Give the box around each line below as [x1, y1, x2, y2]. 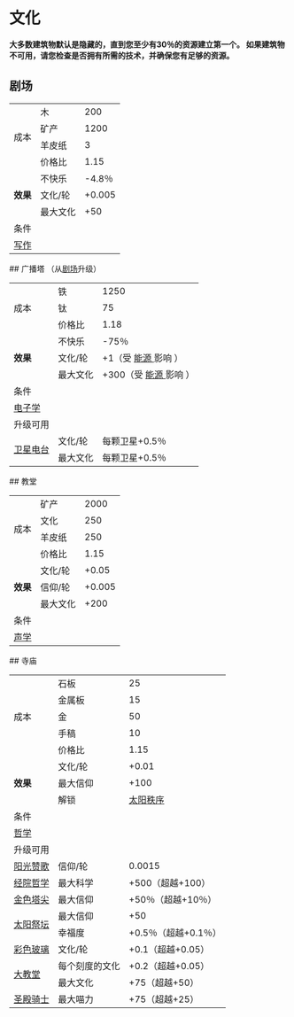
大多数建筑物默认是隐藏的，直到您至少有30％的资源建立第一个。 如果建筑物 [9, 39, 285, 50]
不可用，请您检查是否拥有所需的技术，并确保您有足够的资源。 [9, 50, 235, 60]
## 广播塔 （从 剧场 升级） [9, 263, 102, 274]
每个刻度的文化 [58, 959, 121, 972]
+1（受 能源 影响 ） [102, 352, 183, 364]
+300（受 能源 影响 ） [102, 369, 195, 381]
